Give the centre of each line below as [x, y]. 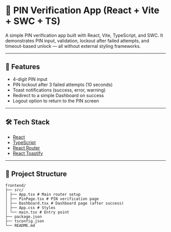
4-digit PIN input [30, 79]
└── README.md [20, 226]
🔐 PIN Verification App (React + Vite [82, 10]
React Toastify [28, 153]
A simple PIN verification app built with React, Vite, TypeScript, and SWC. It [84, 35]
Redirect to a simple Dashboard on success [58, 95]
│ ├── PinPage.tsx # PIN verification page [52, 199]
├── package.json [24, 217]
